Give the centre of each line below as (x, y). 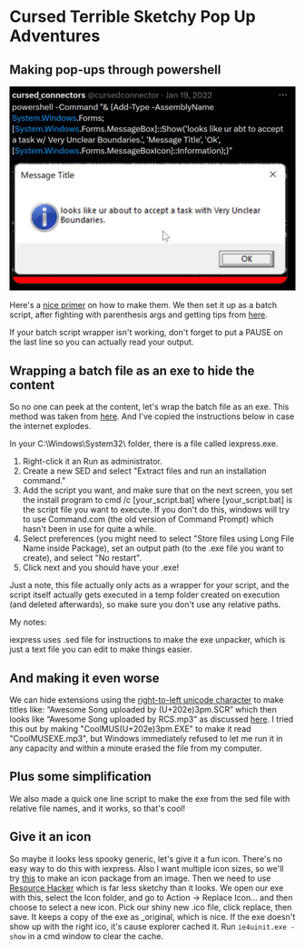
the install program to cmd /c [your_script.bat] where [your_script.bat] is (157, 500)
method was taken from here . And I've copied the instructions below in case (152, 416)
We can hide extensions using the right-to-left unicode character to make (147, 699)
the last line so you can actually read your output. (102, 342)
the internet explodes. (50, 426)
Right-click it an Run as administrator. (92, 462)
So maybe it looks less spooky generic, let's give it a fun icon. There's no (146, 859)
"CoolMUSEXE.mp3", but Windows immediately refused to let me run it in (146, 738)
